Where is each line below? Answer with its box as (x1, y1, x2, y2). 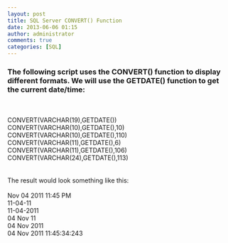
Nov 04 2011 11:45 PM (7, 191, 72, 200)
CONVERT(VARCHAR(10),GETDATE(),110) (7, 131, 128, 139)
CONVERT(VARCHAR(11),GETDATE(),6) (7, 139, 121, 147)
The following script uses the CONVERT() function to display (7, 67, 222, 77)
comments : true (7, 37, 53, 44)
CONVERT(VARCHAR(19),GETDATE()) (7, 116, 117, 124)
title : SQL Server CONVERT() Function (7, 17, 122, 24)
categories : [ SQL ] (7, 43, 62, 50)
